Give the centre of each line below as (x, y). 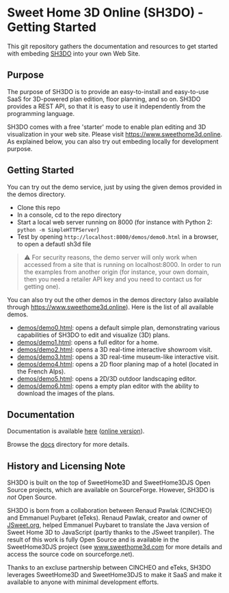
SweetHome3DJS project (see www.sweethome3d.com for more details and (114, 547)
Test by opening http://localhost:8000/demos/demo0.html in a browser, (118, 236)
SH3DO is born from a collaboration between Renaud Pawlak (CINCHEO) (110, 511)
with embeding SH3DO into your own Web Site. (73, 54)
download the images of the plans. (66, 393)
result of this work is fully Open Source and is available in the (93, 539)
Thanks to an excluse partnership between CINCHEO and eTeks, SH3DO (109, 568)
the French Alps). (41, 371)
